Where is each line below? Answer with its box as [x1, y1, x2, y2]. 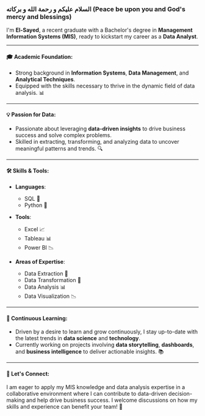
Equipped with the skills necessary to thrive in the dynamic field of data [15, 82, 195, 89]
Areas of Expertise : [15, 258, 65, 265]
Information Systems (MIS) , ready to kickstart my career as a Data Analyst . [6, 33, 198, 40]
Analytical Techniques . [15, 75, 76, 83]
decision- [168, 390, 193, 398]
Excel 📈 [24, 225, 45, 232]
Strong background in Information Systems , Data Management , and [15, 69, 189, 76]
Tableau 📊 [24, 234, 52, 242]
